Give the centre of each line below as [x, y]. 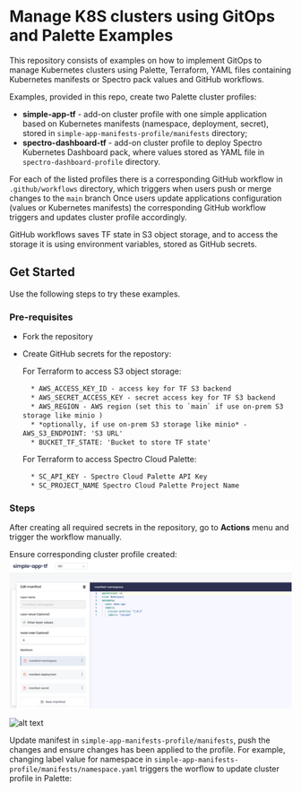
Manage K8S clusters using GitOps [142, 17]
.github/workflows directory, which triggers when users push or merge [140, 188]
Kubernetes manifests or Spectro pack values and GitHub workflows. [137, 79]
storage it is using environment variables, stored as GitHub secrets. [133, 244]
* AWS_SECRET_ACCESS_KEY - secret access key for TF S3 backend [153, 398]
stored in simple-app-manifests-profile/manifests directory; [135, 133]
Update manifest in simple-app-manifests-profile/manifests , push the [140, 740]
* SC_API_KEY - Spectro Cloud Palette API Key [119, 477]
